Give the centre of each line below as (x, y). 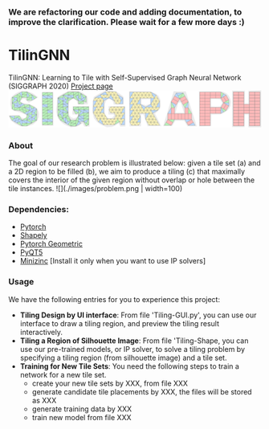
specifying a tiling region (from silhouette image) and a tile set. (123, 357)
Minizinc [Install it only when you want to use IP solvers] (113, 261)
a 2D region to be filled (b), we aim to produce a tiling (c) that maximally (127, 171)
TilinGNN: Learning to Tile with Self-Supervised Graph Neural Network (125, 77)
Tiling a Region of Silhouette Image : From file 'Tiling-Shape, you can (134, 341)
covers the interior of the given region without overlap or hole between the (132, 180)
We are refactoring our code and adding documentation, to (125, 12)
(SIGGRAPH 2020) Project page (61, 86)
